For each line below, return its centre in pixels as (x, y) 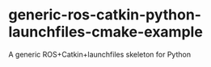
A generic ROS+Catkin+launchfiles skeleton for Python (100, 54)
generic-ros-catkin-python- (105, 15)
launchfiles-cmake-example (106, 32)
